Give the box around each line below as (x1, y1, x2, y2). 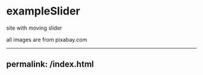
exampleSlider (6, 4, 80, 18)
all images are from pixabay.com (6, 36, 88, 43)
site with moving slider (6, 24, 62, 31)
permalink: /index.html (6, 59, 94, 70)
